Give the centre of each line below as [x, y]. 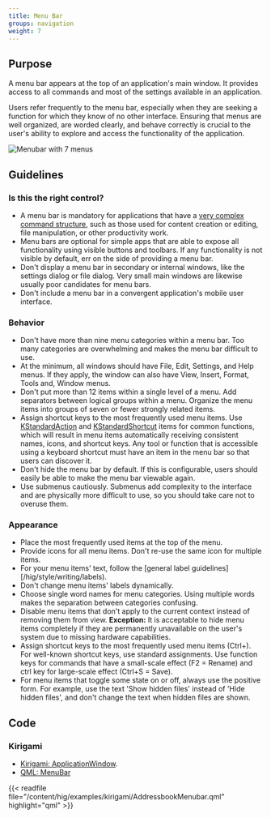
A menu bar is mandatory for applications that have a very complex [132, 215]
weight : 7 [25, 31]
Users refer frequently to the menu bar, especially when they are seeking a [133, 108]
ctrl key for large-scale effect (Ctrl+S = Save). [96, 672]
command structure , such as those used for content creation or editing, [139, 224]
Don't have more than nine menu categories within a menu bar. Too [132, 340]
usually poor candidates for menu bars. [85, 284]
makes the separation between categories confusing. [109, 603]
